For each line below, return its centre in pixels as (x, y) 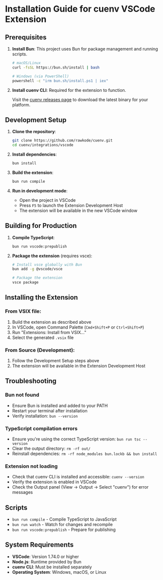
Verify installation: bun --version (45, 416)
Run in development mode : (40, 191)
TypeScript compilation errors (41, 428)
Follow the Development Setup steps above (56, 360)
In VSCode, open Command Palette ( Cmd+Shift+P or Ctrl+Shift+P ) (78, 327)
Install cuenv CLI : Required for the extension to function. (69, 90)
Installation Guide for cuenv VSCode (80, 9)
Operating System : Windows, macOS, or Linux (59, 572)
